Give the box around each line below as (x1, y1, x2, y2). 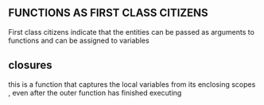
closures (8, 58, 53, 72)
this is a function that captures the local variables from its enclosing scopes (8, 79, 256, 89)
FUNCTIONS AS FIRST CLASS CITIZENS (8, 6, 208, 20)
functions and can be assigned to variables (8, 36, 149, 45)
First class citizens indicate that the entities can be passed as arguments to (8, 27, 254, 36)
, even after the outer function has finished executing (8, 88, 182, 97)
